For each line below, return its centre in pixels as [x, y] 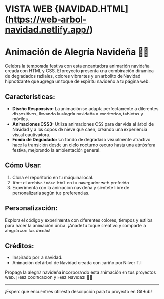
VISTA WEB [29, 9]
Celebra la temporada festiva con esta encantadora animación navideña [77, 66]
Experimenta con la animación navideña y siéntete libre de [71, 187]
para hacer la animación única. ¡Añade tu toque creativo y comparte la [76, 225]
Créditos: [20, 246]
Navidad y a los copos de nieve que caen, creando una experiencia [80, 129]
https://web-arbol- [47, 19]
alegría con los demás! [28, 230]
